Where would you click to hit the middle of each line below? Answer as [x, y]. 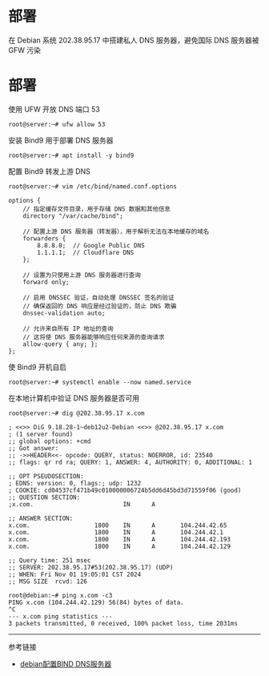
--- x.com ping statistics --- [60, 616]
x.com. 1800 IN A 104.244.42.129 [119, 546]
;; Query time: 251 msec [50, 560]
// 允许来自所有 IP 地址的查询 [68, 328]
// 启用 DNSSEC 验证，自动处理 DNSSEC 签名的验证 [98, 297]
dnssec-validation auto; [64, 313]
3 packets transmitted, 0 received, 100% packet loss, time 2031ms [123, 623]
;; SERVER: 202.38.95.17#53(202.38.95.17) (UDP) [91, 567]
